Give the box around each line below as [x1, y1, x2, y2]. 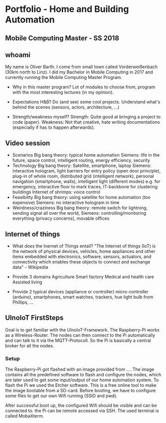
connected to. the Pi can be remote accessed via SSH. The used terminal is [5, 408, 160, 414]
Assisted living [12, 279, 43, 285]
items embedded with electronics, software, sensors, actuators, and [12, 254, 152, 259]
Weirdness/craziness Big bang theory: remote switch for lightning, [12, 205, 148, 211]
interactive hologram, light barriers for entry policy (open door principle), [12, 168, 161, 174]
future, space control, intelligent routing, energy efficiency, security [12, 158, 150, 164]
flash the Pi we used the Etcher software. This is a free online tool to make [5, 382, 157, 388]
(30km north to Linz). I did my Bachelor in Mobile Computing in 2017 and [5, 69, 153, 75]
